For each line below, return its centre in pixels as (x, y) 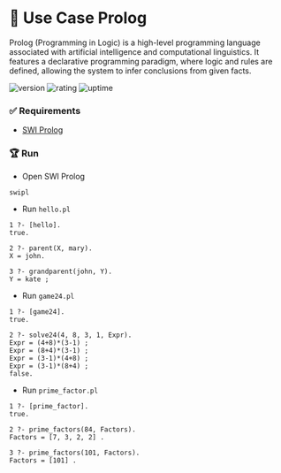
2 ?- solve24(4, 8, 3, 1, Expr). (71, 335)
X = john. (27, 256)
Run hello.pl (46, 209)
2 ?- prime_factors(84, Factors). (73, 429)
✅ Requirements (45, 111)
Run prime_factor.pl (60, 390)
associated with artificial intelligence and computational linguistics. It (134, 51)
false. (21, 374)
